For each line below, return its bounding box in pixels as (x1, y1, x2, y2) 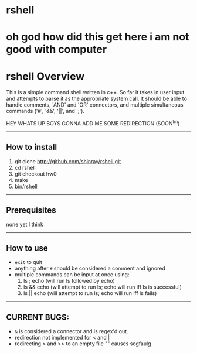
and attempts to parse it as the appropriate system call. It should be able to (6, 95, 188, 102)
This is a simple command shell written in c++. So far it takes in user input (6, 89, 185, 96)
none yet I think (6, 221, 44, 228)
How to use (6, 243, 48, 253)
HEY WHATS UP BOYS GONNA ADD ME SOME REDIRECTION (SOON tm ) (6, 119, 180, 126)
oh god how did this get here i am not (6, 30, 189, 44)
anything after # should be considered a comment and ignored (14, 265, 165, 272)
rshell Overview (6, 70, 85, 83)
